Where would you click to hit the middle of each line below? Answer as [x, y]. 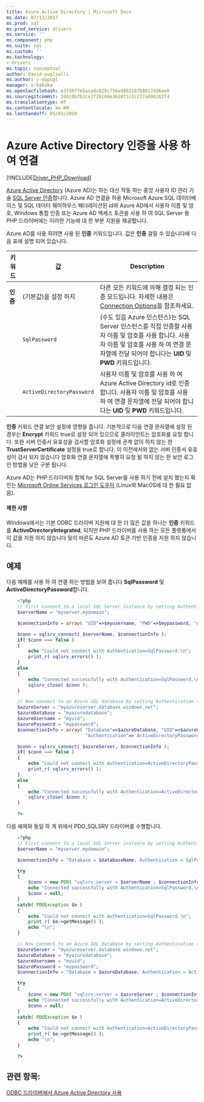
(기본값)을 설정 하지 [49, 297]
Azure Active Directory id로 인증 [145, 383]
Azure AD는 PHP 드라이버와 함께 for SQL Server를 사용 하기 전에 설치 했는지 [98, 478]
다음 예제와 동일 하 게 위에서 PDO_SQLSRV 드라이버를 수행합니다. [84, 826]
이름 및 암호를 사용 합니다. [142, 336]
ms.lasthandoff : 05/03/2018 [42, 114]
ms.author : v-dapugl [32, 80]
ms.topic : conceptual [34, 68]
